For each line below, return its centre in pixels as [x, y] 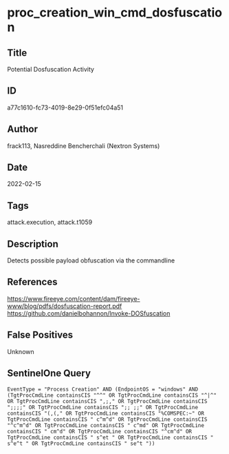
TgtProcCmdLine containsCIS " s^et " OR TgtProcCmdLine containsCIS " [110, 437]
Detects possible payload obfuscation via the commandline [91, 260]
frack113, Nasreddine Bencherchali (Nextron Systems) [84, 145]
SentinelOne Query [49, 373]
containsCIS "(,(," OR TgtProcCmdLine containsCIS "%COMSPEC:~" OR [106, 413]
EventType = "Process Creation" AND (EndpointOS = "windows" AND [102, 389]
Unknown [21, 351]
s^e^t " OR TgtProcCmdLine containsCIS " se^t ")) [81, 443]
